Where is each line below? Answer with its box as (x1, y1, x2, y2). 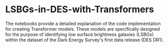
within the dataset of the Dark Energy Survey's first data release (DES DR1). (5, 37, 164, 43)
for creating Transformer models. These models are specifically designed (5, 26, 160, 32)
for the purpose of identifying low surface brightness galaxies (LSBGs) (5, 31, 154, 37)
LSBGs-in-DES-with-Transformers (5, 4, 154, 15)
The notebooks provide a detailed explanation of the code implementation (5, 20, 161, 27)
